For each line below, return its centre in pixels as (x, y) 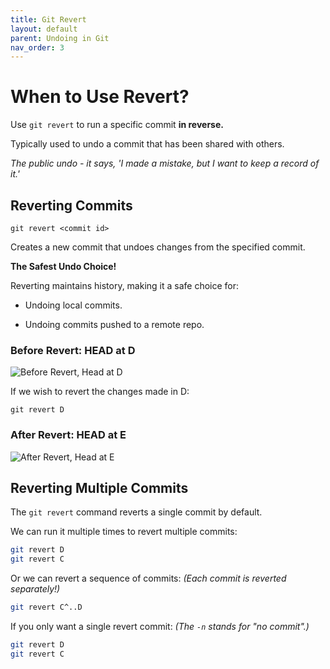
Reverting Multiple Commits (99, 487)
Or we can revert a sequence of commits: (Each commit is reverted (148, 578)
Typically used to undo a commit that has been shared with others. (147, 144)
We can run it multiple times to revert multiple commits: (124, 532)
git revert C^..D (46, 607)
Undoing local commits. (73, 305)
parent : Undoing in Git (60, 38)
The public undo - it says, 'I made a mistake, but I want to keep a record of (165, 163)
